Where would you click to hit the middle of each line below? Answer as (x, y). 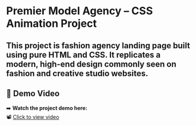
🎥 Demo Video (33, 93)
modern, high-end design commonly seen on (91, 64)
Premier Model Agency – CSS (80, 11)
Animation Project (51, 23)
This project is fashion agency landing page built (98, 45)
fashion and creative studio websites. (77, 73)
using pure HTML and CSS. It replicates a (83, 55)
